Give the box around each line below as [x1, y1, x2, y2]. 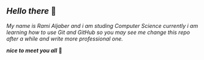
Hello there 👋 [6, 6, 56, 16]
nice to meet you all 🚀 [6, 47, 62, 54]
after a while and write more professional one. [6, 35, 124, 42]
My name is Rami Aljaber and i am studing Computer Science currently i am [6, 22, 198, 29]
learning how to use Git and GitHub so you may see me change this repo [6, 28, 191, 36]
